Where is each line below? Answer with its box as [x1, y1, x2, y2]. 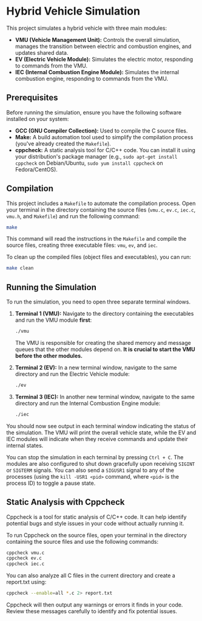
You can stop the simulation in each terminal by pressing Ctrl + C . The [6, 453, 184, 460]
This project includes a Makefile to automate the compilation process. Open [6, 199, 196, 207]
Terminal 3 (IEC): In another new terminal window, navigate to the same [15, 393, 195, 400]
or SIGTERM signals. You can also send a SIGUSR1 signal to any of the [6, 467, 175, 474]
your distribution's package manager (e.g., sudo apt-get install [15, 153, 178, 160]
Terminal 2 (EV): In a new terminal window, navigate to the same [15, 364, 177, 371]
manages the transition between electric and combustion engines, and [15, 43, 192, 50]
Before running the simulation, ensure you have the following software [6, 108, 182, 116]
